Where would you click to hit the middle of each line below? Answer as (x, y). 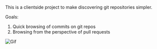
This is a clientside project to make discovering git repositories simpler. (79, 7)
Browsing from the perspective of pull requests (61, 32)
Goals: (12, 17)
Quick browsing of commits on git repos (54, 26)
